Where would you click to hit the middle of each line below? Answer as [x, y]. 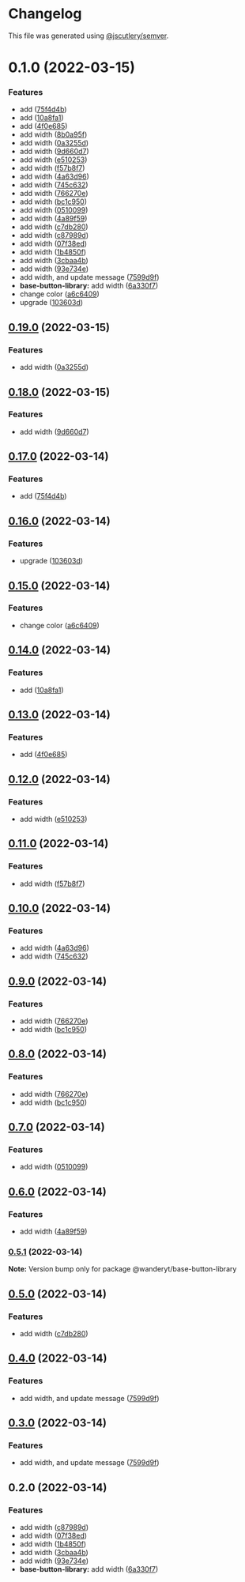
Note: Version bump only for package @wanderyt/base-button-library [122, 1269]
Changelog [45, 14]
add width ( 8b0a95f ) [53, 134]
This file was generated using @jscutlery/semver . [89, 36]
